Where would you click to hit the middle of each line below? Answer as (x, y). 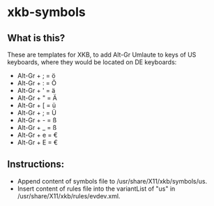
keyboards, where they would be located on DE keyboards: (92, 62)
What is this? (36, 38)
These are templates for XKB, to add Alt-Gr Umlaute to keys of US (102, 54)
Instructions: (36, 164)
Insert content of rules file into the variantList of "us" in (96, 189)
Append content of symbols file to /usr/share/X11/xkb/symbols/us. (112, 181)
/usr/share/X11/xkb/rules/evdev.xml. (69, 196)
